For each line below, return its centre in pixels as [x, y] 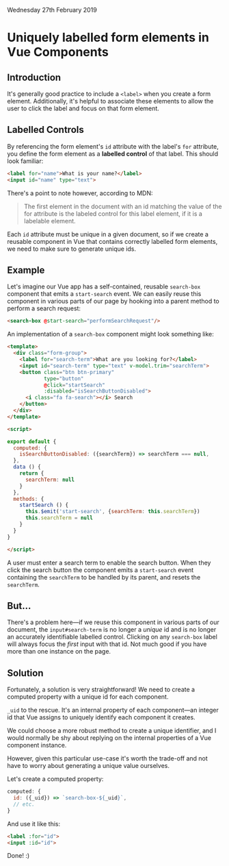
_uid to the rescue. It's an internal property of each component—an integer [113, 710]
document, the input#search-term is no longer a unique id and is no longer [112, 630]
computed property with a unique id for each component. [88, 697]
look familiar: [25, 161]
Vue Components [58, 52]
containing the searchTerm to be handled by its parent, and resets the [104, 577]
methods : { [29, 499]
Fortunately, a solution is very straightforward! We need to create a [101, 690]
